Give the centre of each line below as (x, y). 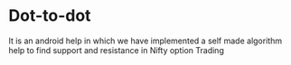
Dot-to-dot (50, 16)
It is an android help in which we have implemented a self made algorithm (145, 41)
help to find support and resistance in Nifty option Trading (117, 50)
